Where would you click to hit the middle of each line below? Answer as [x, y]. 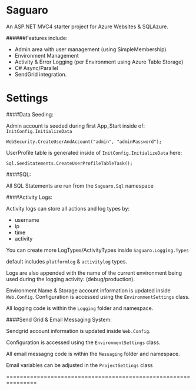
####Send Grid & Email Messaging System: [59, 319]
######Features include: [37, 38]
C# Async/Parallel [36, 68]
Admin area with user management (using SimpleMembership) [90, 49]
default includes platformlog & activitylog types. [67, 261]
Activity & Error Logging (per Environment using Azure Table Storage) [99, 62]
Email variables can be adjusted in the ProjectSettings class [79, 365]
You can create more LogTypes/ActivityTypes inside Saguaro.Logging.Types [98, 250]
